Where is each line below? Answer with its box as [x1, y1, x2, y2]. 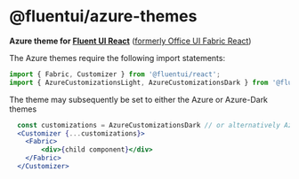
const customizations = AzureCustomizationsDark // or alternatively [17, 121, 280, 129]
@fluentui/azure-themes [9, 6, 198, 27]
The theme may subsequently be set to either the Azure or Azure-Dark [9, 94, 269, 105]
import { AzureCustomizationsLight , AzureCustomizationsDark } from [9, 78, 269, 87]
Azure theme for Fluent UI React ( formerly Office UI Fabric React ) [9, 35, 252, 46]
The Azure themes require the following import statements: [9, 52, 225, 63]
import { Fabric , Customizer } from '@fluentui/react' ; [9, 69, 221, 79]
